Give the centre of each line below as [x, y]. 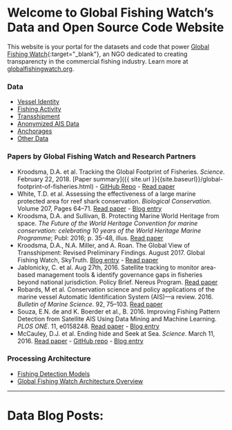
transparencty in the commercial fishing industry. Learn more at [98, 61]
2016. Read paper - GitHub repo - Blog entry [80, 341]
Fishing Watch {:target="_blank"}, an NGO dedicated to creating [97, 54]
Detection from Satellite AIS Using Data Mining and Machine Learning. [117, 319]
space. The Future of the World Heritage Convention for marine [107, 223]
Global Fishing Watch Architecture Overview [80, 381]
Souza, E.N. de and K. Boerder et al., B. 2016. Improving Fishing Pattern [118, 311]
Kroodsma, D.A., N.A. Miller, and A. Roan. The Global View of [104, 245]
